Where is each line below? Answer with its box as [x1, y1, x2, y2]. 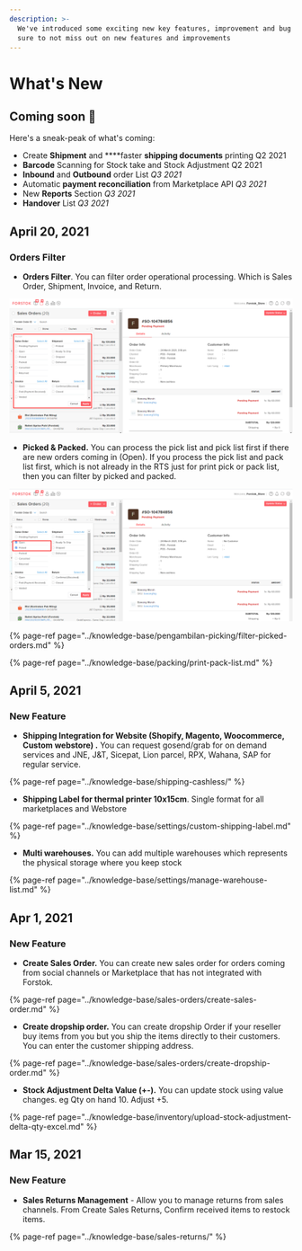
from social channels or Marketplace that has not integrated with [22, 967, 262, 978]
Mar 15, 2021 [9, 1147, 82, 1163]
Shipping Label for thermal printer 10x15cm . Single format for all [22, 794, 264, 804]
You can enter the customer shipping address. [22, 1040, 194, 1051]
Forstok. [22, 976, 54, 988]
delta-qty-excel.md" [9, 1121, 84, 1131]
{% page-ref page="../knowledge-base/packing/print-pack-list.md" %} [9, 657, 273, 668]
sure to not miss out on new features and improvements [17, 33, 231, 42]
